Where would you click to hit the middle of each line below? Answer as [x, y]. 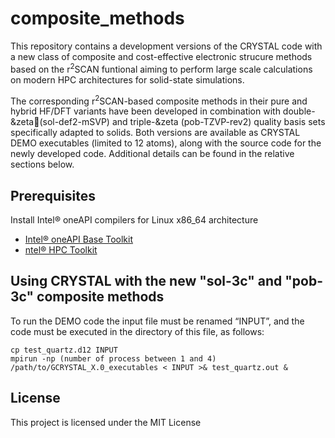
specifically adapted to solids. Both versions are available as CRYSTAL [155, 133]
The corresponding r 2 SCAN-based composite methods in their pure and [159, 100]
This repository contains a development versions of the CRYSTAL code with [166, 46]
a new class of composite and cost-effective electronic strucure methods [161, 56]
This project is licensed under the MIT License [106, 422]
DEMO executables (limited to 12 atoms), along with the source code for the [166, 143]
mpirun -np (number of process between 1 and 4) [113, 358]
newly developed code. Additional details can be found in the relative [152, 154]
